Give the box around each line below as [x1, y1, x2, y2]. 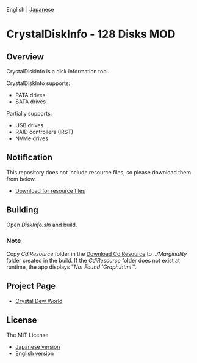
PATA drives [15, 92, 46, 99]
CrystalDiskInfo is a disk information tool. [6, 68, 110, 75]
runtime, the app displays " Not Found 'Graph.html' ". [6, 263, 137, 271]
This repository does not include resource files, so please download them [6, 168, 191, 176]
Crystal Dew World [15, 297, 63, 304]
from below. [6, 175, 37, 182]
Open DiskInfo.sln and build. [6, 221, 77, 228]
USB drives [15, 122, 44, 129]
